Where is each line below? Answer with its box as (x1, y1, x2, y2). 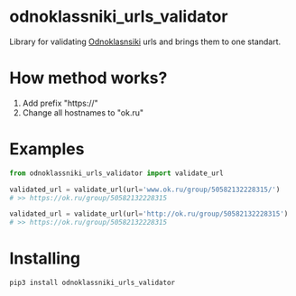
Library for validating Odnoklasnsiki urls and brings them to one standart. (9, 36, 282, 47)
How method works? (9, 68, 168, 88)
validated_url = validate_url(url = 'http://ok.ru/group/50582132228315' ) (9, 209, 289, 218)
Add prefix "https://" (22, 97, 99, 108)
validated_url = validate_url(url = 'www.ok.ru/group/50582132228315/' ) (9, 185, 281, 194)
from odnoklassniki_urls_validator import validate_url (9, 169, 224, 178)
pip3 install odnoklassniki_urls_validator (9, 278, 176, 288)
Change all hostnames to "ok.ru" (22, 106, 144, 118)
